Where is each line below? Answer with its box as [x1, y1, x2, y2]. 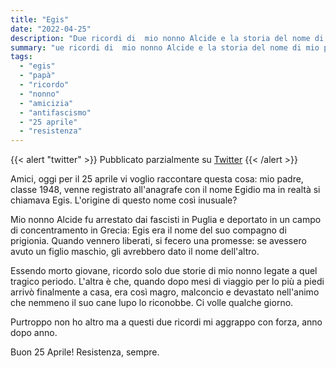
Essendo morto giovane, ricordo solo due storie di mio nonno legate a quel [10, 265, 318, 277]
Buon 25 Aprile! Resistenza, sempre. [10, 346, 160, 358]
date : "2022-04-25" [10, 24, 92, 34]
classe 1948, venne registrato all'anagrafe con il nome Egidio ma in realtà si [10, 184, 321, 196]
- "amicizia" [19, 98, 74, 108]
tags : [10, 52, 33, 62]
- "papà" [19, 71, 56, 81]
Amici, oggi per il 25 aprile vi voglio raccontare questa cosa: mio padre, [10, 173, 304, 185]
